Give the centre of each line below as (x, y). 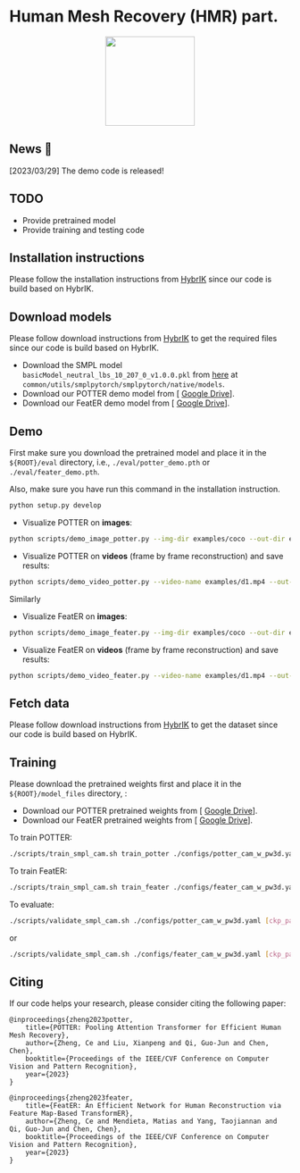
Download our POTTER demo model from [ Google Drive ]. (128, 394)
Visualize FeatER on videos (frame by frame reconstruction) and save (150, 649)
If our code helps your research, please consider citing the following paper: (148, 1003)
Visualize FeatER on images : (75, 616)
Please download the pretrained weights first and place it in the (125, 784)
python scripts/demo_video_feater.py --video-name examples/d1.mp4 (137, 675)
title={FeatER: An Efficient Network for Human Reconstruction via (153, 1106)
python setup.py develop (55, 506)
